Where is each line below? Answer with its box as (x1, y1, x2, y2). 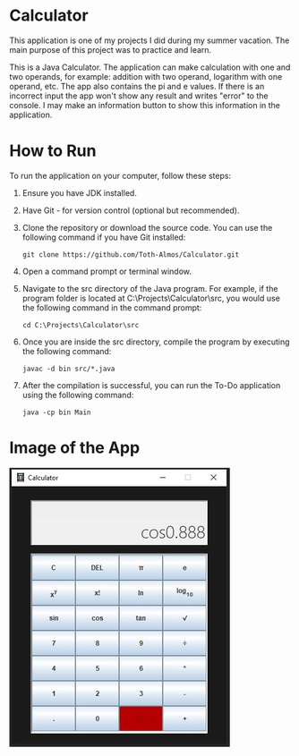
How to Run (9, 140, 97, 161)
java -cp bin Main (21, 408, 91, 417)
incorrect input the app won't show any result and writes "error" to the (9, 90, 269, 101)
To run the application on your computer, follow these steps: (9, 170, 231, 181)
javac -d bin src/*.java (21, 364, 115, 373)
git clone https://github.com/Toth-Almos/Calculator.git (21, 250, 240, 259)
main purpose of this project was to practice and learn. (9, 44, 212, 55)
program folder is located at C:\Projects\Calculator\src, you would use (21, 293, 280, 303)
